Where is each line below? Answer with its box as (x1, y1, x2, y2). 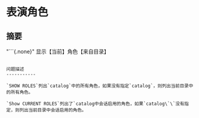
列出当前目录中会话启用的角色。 (19, 107, 87, 113)
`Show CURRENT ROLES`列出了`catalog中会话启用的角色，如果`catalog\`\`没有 (6, 101, 185, 107)
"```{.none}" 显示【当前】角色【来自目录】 (6, 48, 109, 55)
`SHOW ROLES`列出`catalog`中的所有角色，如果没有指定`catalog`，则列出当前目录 (6, 83, 189, 89)
